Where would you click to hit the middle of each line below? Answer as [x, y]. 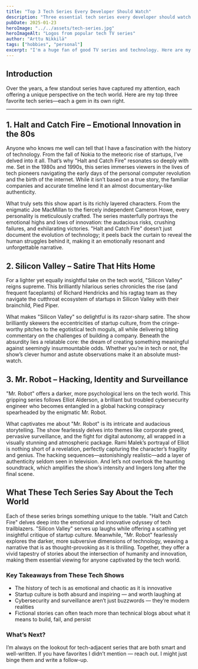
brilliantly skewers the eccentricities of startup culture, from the [83, 323]
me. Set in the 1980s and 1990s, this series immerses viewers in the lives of [98, 167]
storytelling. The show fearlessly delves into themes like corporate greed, [95, 430]
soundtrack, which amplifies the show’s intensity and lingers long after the [96, 468]
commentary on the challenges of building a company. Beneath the [88, 336]
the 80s [21, 134]
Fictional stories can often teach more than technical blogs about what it [102, 613]
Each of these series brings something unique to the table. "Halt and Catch [97, 516]
